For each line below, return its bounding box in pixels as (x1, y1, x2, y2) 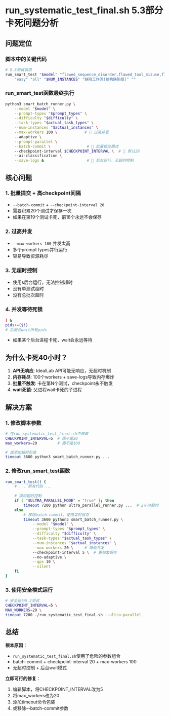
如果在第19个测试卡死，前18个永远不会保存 (12, 214, 102, 220)
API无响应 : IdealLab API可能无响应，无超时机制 (12, 368, 111, 374)
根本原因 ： (5, 642, 28, 648)
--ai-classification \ (14, 153, 62, 159)
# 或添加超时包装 (5, 449, 36, 455)
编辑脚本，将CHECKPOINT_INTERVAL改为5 (12, 686, 103, 692)
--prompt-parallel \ (14, 139, 58, 144)
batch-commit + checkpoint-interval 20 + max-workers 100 (12, 658, 137, 664)
